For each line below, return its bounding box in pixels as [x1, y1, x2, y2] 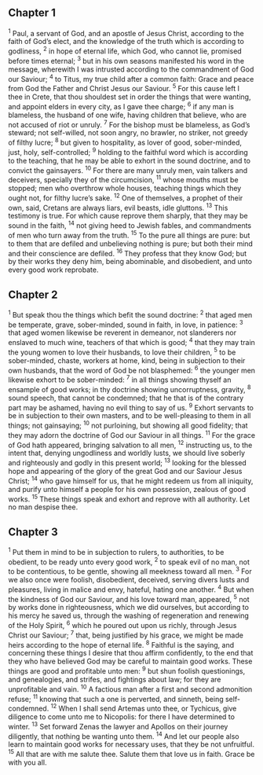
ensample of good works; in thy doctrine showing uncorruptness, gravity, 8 [8, 384, 251, 394]
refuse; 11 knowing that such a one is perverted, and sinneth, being [8, 692, 224, 703]
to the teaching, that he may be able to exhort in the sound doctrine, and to [8, 156, 251, 165]
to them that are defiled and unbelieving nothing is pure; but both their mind [8, 239, 254, 248]
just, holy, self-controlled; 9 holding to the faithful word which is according [8, 146, 249, 156]
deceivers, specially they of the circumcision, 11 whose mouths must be [8, 174, 239, 185]
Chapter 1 [8, 6, 57, 20]
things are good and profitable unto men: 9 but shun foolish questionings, [8, 665, 246, 676]
